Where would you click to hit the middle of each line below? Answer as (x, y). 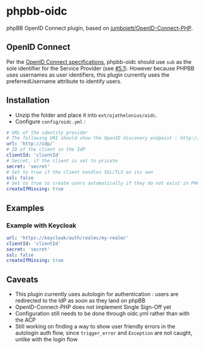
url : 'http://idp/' (31, 144)
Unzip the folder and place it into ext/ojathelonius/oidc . (86, 115)
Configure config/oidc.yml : (50, 121)
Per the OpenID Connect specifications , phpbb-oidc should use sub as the (99, 61)
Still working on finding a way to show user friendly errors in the (95, 327)
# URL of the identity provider (47, 133)
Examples (25, 208)
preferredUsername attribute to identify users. (64, 81)
